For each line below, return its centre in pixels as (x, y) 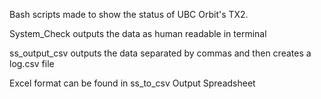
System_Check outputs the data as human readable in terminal (138, 33)
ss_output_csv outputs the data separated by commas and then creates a (160, 53)
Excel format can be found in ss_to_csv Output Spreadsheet (132, 83)
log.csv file (32, 63)
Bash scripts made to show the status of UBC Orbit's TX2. (129, 14)
